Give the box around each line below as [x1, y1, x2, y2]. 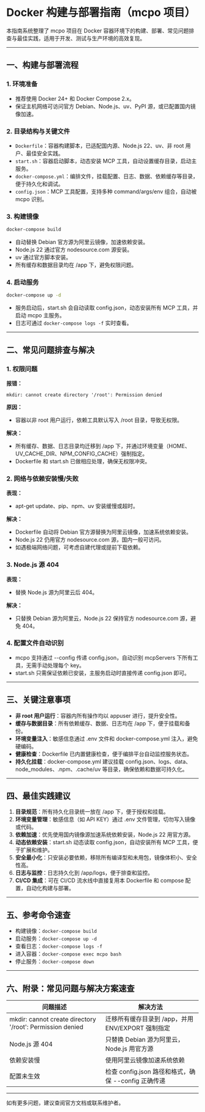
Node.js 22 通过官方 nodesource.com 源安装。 [15, 246, 133, 254]
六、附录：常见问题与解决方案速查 [6, 983, 135, 993]
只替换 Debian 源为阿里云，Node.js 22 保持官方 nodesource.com [15, 614, 179, 622]
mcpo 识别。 [15, 195, 48, 202]
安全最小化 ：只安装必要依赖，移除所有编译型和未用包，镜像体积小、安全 [15, 854, 197, 861]
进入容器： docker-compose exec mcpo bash [15, 950, 122, 957]
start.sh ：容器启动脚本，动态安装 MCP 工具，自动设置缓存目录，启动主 [15, 157, 197, 164]
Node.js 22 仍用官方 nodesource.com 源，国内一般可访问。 [15, 536, 165, 543]
